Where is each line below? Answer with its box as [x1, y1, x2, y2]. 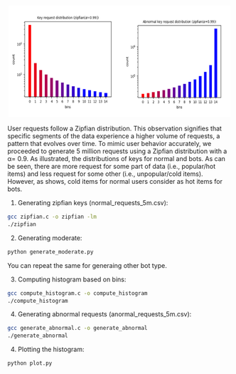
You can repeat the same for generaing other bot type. [7, 261, 167, 269]
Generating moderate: [17, 234, 82, 242]
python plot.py [7, 360, 53, 367]
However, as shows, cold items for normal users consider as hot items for [7, 177, 222, 185]
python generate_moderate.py [7, 248, 94, 255]
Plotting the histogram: [17, 345, 85, 354]
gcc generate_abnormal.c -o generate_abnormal [7, 325, 148, 332]
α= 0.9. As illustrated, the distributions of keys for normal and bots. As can [7, 155, 226, 162]
